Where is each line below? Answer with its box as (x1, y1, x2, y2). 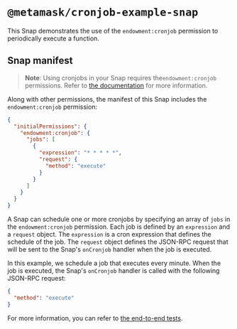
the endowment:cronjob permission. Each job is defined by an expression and (7, 222, 231, 231)
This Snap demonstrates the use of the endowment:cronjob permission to (7, 26, 219, 35)
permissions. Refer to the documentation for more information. (24, 81, 208, 90)
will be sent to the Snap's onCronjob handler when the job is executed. (7, 245, 212, 254)
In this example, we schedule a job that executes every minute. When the (7, 259, 221, 267)
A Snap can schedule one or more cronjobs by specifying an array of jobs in (7, 215, 231, 223)
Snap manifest (7, 55, 73, 67)
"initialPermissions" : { (13, 123, 87, 130)
